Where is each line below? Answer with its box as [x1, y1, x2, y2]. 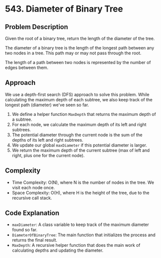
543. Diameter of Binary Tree [5, 3, 123, 15]
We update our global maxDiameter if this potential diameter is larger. [12, 142, 147, 148]
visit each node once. [12, 184, 55, 190]
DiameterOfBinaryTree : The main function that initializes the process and [12, 232, 156, 238]
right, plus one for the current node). [12, 152, 85, 158]
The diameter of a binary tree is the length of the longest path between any [5, 45, 154, 50]
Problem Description [5, 23, 68, 31]
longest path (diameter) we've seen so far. [5, 102, 89, 108]
